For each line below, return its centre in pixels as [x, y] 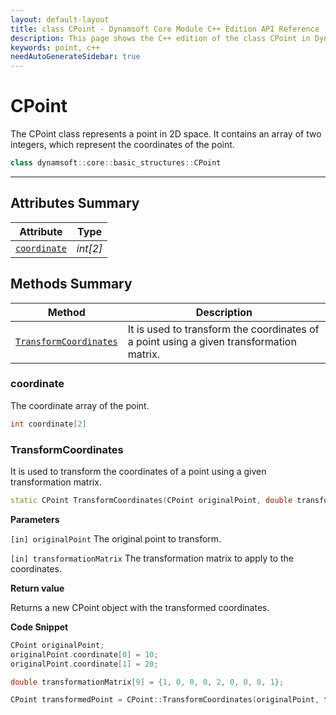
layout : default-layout [60, 19]
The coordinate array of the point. [80, 405]
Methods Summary [71, 284]
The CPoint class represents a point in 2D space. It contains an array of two [166, 134]
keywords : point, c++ [55, 47]
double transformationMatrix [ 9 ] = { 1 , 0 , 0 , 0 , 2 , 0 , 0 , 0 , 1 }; [147, 682]
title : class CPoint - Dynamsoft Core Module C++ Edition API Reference [165, 29]
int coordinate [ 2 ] [48, 424]
